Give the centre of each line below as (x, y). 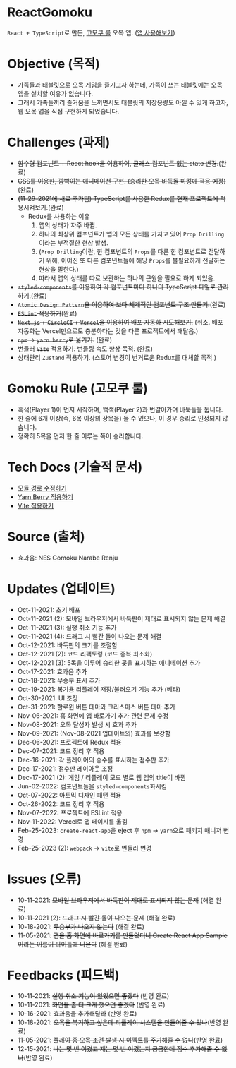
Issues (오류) (45, 879)
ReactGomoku (50, 12)
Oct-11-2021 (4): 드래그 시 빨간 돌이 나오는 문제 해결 (89, 636)
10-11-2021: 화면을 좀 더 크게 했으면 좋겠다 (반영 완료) (91, 1005)
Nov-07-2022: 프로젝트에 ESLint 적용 (70, 812)
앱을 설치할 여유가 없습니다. (55, 93)
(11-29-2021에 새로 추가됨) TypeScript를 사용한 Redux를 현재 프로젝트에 (118, 198)
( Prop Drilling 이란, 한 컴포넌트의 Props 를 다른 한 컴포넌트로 (122, 251)
